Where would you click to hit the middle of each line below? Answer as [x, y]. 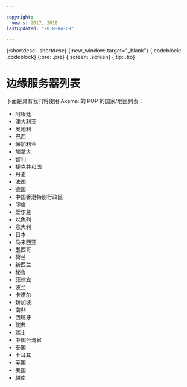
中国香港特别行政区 [39, 197]
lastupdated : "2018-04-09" [40, 28]
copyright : [20, 17]
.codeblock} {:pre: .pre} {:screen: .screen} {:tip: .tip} [71, 57]
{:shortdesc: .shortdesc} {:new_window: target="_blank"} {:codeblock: [94, 51]
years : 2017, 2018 [35, 23]
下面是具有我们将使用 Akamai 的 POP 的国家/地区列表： [75, 101]
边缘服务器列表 [43, 83]
